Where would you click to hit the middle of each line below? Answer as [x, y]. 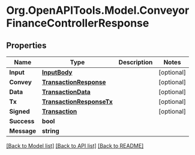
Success [22, 121]
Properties [26, 45]
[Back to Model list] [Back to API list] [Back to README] [75, 146]
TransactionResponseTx [77, 102]
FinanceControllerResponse [78, 23]
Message [23, 131]
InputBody [57, 72]
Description [136, 62]
